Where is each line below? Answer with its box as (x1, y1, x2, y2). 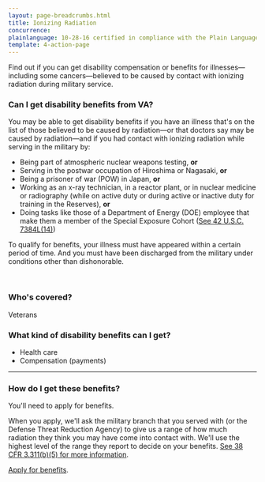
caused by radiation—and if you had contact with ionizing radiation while (8, 134, 244, 143)
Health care (19, 348, 58, 357)
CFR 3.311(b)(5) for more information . (8, 450, 129, 459)
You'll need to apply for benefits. (8, 401, 114, 411)
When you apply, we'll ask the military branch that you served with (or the (8, 416, 248, 426)
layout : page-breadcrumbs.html (8, 11, 111, 20)
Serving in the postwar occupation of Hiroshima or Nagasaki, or (19, 166, 227, 175)
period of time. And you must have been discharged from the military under (8, 248, 254, 258)
